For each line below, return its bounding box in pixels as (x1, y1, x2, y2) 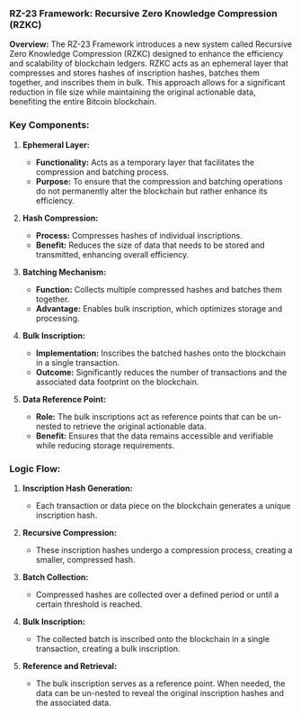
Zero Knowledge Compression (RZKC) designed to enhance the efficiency (9, 49, 284, 59)
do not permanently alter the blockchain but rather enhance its (35, 186, 268, 196)
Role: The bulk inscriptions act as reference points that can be (35, 411, 267, 421)
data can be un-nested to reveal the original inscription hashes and (35, 687, 285, 698)
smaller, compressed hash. (35, 554, 137, 565)
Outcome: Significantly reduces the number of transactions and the (35, 367, 288, 377)
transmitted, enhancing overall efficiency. (35, 249, 190, 259)
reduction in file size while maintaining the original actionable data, (9, 86, 256, 97)
